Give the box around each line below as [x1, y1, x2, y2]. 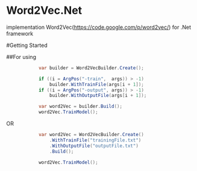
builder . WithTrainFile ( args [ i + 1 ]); [49, 81, 145, 87]
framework [6, 30, 34, 37]
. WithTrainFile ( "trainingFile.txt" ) [49, 137, 142, 143]
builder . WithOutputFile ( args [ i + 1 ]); [49, 93, 147, 99]
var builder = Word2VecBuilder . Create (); [38, 64, 145, 71]
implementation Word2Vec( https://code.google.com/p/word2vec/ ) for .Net [6, 23, 192, 31]
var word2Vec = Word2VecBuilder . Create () [38, 132, 145, 138]
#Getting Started [6, 42, 48, 49]
